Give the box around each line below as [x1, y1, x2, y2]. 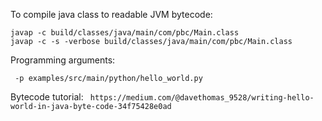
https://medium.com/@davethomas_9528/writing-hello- [89, 93, 315, 103]
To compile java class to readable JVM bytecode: [10, 9, 213, 20]
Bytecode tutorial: [10, 91, 84, 103]
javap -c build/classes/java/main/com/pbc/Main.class [10, 28, 240, 38]
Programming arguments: [10, 54, 116, 66]
